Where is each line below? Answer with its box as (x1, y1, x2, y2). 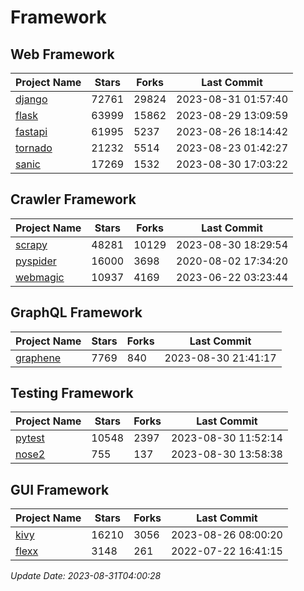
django (15, 92, 48, 106)
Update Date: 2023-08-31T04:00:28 (10, 570, 162, 582)
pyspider (15, 254, 57, 268)
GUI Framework (10, 481, 110, 498)
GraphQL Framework (10, 304, 143, 321)
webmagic (15, 270, 65, 284)
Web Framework (10, 46, 115, 63)
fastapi (15, 125, 48, 138)
